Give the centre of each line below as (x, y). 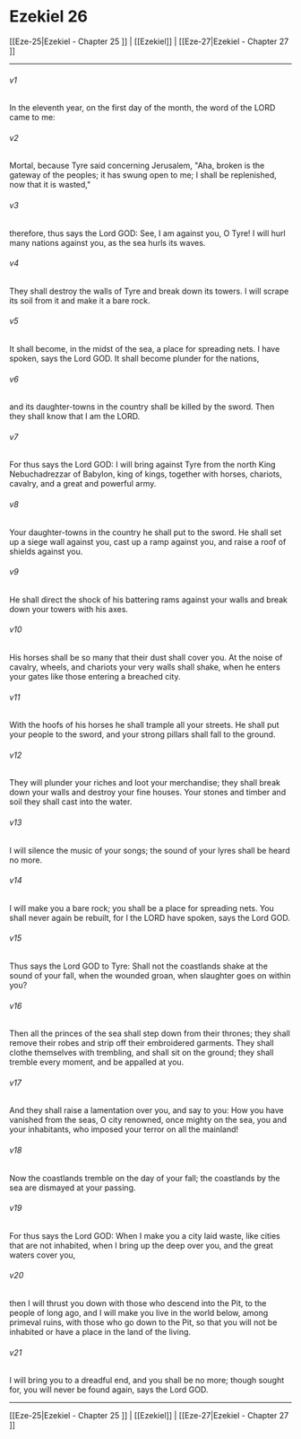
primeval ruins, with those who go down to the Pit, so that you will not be (143, 1322)
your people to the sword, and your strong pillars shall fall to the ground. (142, 734)
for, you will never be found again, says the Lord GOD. (109, 1390)
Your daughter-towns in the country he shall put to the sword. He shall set (146, 532)
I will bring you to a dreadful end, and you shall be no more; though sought (147, 1381)
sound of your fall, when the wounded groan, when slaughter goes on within (150, 975)
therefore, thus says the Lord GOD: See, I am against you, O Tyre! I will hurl (147, 233)
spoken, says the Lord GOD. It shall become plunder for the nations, (134, 358)
